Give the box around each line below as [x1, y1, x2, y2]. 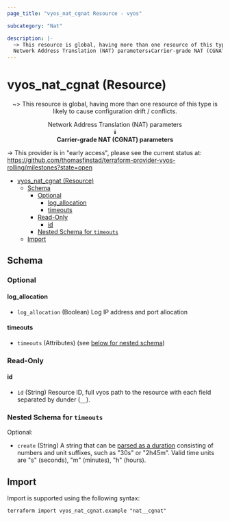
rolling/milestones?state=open [7, 163, 93, 172]
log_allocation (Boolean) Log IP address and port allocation [16, 308, 188, 316]
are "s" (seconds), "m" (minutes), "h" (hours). [16, 456, 146, 464]
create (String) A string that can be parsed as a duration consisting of [16, 441, 214, 450]
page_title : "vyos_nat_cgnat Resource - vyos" [7, 10, 142, 17]
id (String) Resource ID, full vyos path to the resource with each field [16, 388, 212, 396]
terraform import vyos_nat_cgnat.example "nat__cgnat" [7, 507, 167, 515]
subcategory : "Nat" [7, 22, 63, 30]
